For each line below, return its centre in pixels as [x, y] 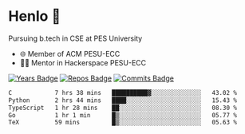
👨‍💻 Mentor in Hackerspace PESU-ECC [83, 62]
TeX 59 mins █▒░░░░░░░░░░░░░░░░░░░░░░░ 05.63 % [123, 123]
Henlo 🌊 [35, 16]
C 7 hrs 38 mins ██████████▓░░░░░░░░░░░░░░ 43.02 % [123, 93]
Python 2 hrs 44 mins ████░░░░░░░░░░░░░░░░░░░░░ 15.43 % [123, 100]
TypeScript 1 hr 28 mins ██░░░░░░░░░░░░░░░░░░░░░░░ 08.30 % [123, 108]
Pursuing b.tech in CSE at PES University [75, 38]
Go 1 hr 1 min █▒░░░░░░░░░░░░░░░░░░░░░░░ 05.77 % [123, 115]
